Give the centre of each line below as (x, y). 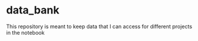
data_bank (33, 10)
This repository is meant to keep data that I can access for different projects (99, 26)
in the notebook (25, 32)
